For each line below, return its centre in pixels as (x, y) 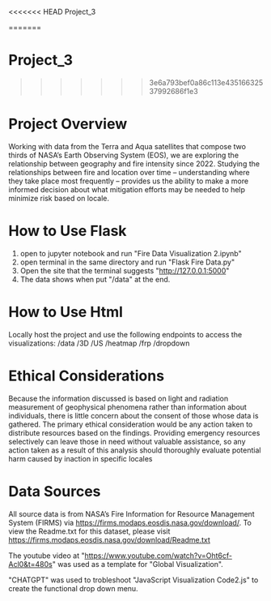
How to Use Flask (68, 231)
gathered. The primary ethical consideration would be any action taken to (131, 424)
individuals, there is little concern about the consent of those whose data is (133, 415)
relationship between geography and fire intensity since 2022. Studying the (134, 163)
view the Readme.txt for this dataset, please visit (89, 531)
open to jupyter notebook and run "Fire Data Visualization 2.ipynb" (131, 253)
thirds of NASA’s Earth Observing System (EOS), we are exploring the (124, 155)
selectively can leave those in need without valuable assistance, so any (127, 441)
